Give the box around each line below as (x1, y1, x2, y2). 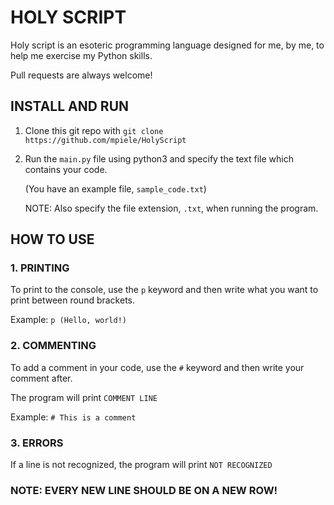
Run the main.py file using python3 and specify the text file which (24, 152, 295, 165)
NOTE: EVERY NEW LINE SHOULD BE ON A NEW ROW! (10, 483, 278, 497)
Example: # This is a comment (10, 411, 137, 423)
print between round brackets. (10, 294, 136, 306)
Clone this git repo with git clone (24, 124, 164, 136)
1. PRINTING (10, 261, 70, 275)
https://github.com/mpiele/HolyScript (24, 135, 187, 145)
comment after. (10, 372, 73, 384)
